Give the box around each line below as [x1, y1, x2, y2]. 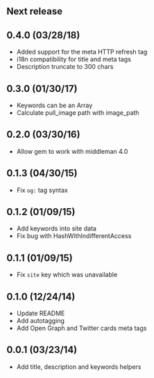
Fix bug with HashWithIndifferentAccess [16, 232, 132, 240]
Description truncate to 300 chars [16, 63, 114, 71]
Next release [6, 6, 63, 17]
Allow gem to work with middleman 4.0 [16, 147, 128, 155]
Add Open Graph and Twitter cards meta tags [16, 324, 147, 333]
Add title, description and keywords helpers [16, 362, 142, 371]
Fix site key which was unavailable [16, 271, 118, 279]
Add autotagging [16, 317, 65, 325]
